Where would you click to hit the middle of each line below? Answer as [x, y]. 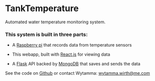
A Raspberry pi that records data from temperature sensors [72, 45]
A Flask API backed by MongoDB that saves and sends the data [76, 64]
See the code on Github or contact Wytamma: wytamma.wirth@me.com [77, 73]
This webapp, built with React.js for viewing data [61, 54]
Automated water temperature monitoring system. [55, 22]
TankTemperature [42, 8]
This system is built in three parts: [46, 34]
